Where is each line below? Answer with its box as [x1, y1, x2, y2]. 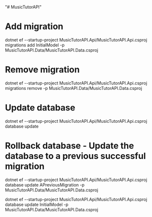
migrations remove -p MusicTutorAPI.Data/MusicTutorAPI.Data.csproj [5, 85, 142, 91]
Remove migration [5, 64, 80, 75]
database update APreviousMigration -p [5, 182, 85, 188]
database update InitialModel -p [5, 202, 69, 207]
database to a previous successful [5, 151, 146, 161]
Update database [5, 102, 76, 113]
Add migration [5, 21, 64, 32]
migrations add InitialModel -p [5, 42, 65, 48]
